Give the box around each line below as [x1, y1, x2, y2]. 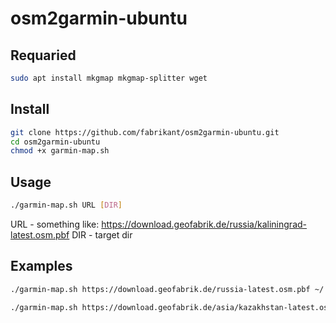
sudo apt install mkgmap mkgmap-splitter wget [10, 73, 208, 83]
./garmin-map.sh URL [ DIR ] [10, 200, 123, 211]
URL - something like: [10, 218, 100, 230]
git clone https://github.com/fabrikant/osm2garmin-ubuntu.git [10, 127, 280, 137]
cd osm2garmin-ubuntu [10, 137, 101, 147]
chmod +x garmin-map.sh [10, 146, 110, 156]
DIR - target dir [71, 229, 133, 241]
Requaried [10, 47, 77, 64]
